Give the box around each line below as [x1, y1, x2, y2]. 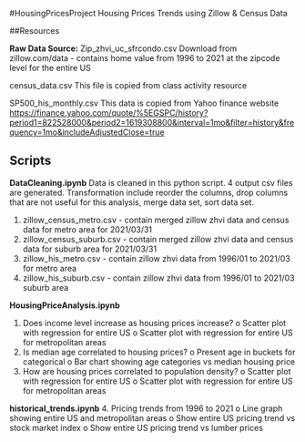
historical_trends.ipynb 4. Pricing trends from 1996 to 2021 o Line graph [9, 403, 283, 414]
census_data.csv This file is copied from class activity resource [9, 80, 248, 90]
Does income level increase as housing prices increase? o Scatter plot [22, 317, 287, 328]
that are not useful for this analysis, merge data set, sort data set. [9, 196, 255, 208]
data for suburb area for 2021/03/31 [22, 243, 158, 254]
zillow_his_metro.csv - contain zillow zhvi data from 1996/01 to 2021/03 [22, 252, 291, 263]
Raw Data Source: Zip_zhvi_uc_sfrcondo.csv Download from [9, 43, 238, 54]
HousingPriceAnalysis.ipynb [9, 300, 120, 311]
